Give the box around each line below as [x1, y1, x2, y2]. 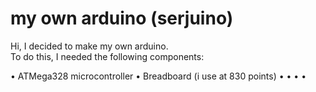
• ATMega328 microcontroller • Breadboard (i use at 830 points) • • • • [10, 70, 307, 82]
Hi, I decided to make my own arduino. [10, 40, 169, 52]
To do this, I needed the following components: [10, 50, 205, 62]
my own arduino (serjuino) [10, 7, 234, 30]
